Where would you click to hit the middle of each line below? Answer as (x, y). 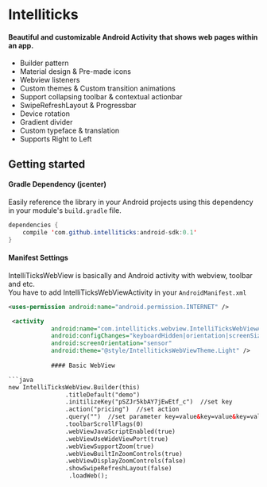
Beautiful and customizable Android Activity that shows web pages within (133, 37)
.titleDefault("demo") (103, 395)
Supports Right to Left (56, 139)
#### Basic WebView (83, 365)
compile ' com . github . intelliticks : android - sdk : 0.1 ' (110, 232)
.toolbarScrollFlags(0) (104, 424)
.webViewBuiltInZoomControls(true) (124, 454)
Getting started (47, 164)
